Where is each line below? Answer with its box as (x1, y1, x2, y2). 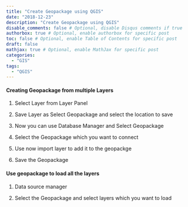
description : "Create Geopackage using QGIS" (6, 19, 119, 25)
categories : (6, 52, 35, 58)
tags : (6, 63, 19, 69)
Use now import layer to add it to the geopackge (14, 145, 132, 152)
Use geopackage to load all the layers (6, 170, 100, 177)
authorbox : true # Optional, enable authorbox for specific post (6, 30, 169, 36)
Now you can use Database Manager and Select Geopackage (14, 123, 164, 130)
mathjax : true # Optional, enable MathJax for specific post (6, 47, 159, 53)
